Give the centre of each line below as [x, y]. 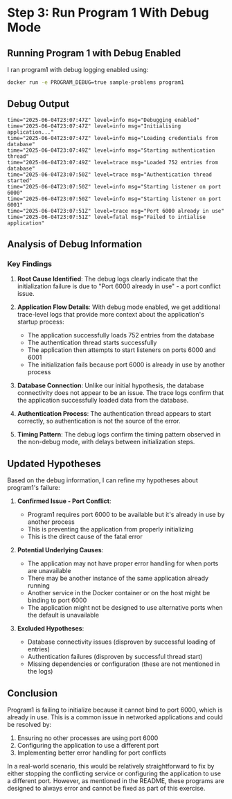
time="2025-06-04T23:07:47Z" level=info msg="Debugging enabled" [103, 120]
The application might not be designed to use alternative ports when [125, 608]
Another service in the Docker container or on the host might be [119, 593]
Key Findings [29, 264]
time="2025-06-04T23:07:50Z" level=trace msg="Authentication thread [110, 175]
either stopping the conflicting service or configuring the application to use [114, 773]
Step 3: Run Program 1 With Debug [108, 13]
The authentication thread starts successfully [92, 343]
